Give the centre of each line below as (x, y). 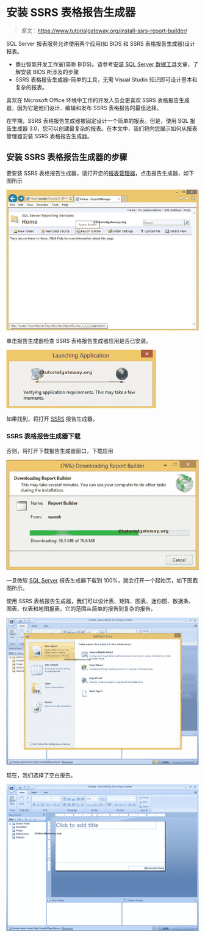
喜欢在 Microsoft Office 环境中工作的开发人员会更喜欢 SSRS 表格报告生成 (98, 100)
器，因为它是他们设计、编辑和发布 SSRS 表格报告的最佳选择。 (84, 108)
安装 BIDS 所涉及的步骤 (50, 72)
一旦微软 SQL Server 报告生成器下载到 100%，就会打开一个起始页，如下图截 (102, 581)
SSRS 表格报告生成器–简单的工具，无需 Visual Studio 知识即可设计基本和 (106, 79)
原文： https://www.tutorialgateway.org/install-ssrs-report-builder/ (104, 31)
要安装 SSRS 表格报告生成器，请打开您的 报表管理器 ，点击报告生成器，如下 (100, 173)
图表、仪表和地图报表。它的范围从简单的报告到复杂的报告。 (81, 609)
